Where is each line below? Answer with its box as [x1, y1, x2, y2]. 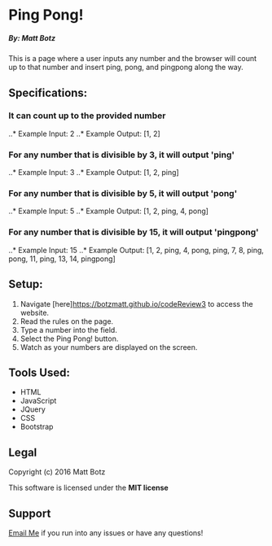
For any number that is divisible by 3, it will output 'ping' [8, 149, 235, 160]
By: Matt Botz [8, 33, 56, 42]
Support [8, 506, 51, 520]
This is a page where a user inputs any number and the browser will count [8, 54, 257, 63]
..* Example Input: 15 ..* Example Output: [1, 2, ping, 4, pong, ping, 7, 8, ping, [8, 245, 265, 255]
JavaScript [20, 396, 57, 406]
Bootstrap [20, 422, 54, 432]
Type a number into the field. [20, 325, 118, 334]
